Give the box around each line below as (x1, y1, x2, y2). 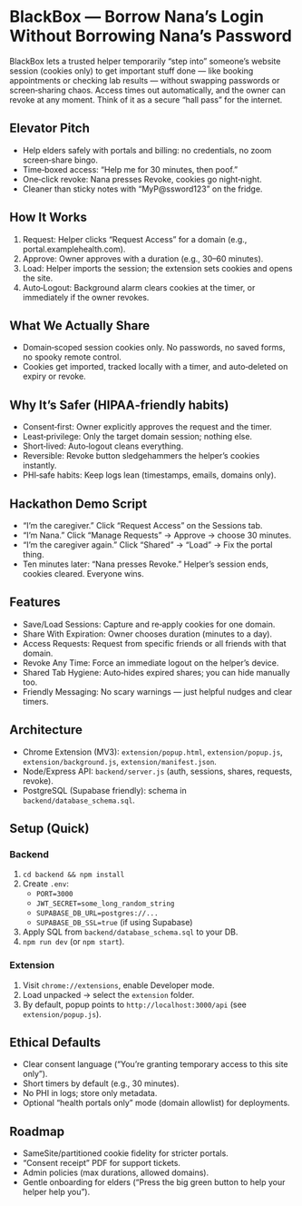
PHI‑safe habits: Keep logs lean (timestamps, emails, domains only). (22, 470, 277, 480)
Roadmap (9, 1123, 65, 1139)
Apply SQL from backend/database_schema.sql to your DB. (22, 926, 239, 937)
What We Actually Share (9, 318, 151, 333)
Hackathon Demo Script (9, 496, 148, 511)
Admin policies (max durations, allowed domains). (22, 1167, 209, 1178)
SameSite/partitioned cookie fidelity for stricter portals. (22, 1148, 229, 1159)
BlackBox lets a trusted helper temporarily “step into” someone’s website (9, 55, 281, 66)
